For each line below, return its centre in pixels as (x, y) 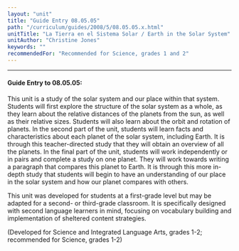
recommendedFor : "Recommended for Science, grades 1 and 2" (99, 54)
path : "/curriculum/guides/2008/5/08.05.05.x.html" (85, 27)
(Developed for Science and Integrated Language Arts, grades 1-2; (105, 233)
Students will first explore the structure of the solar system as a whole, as (115, 107)
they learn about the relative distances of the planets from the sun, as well (116, 114)
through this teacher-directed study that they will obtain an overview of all (116, 144)
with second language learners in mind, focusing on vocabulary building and (119, 211)
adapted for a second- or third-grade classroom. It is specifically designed (117, 203)
